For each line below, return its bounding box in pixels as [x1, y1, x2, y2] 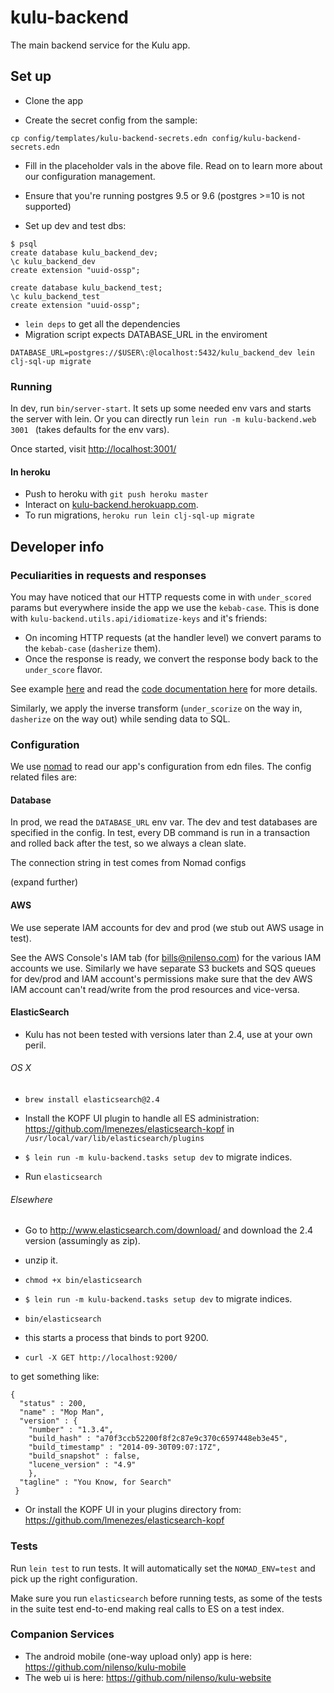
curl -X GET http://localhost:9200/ [24, 1353, 178, 1363]
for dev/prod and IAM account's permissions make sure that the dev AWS [10, 972, 313, 985]
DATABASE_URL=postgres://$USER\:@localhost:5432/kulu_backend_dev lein [10, 347, 315, 358]
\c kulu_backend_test [10, 291, 101, 301]
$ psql [10, 239, 38, 249]
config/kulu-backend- [211, 133, 302, 143]
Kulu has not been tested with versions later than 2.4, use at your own [24, 1028, 313, 1040]
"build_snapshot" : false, [28, 1451, 141, 1461]
